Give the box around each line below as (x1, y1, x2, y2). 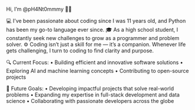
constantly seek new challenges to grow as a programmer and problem (6, 35, 180, 41)
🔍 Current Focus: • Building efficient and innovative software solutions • (6, 59, 183, 66)
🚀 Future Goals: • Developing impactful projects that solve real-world (6, 85, 174, 92)
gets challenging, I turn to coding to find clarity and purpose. (6, 47, 154, 54)
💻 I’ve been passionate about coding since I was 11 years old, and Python (6, 18, 186, 24)
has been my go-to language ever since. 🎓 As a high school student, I (6, 26, 178, 33)
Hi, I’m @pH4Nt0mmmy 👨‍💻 (6, 6, 72, 12)
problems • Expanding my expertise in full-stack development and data (6, 91, 180, 98)
